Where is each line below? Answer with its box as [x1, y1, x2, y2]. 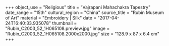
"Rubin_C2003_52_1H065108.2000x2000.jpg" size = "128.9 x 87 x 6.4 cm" [5, 31, 160, 36]
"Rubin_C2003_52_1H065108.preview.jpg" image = [5, 25, 110, 31]
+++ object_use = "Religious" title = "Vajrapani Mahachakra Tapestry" [5, 4, 151, 10]
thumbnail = [52, 20, 77, 26]
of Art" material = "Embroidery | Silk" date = [5, 15, 97, 20]
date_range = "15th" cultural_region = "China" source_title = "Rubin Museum [5, 9, 164, 15]
